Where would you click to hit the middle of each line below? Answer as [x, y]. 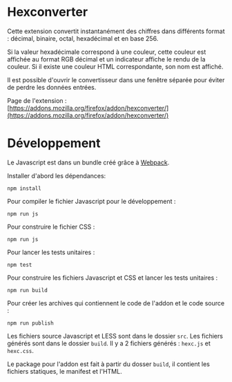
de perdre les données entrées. [52, 87]
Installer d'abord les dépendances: [57, 175]
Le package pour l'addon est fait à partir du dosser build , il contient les [109, 364]
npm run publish [30, 323]
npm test [20, 265]
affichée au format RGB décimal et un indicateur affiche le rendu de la [106, 59]
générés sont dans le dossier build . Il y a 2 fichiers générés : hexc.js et [109, 343]
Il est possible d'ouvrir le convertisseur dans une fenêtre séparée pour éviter [116, 79]
